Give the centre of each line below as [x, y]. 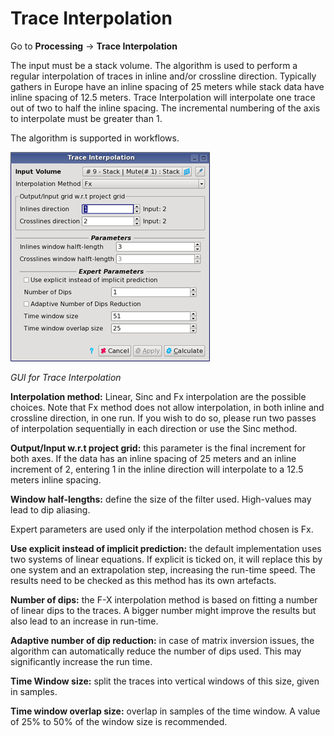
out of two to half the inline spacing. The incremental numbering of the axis [165, 108]
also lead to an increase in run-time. [84, 621]
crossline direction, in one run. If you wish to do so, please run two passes [163, 418]
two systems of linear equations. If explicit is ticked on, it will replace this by [166, 559]
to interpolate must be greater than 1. [86, 118]
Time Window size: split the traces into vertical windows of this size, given [165, 681]
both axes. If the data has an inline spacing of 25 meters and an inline [153, 458]
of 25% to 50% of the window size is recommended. [119, 721]
